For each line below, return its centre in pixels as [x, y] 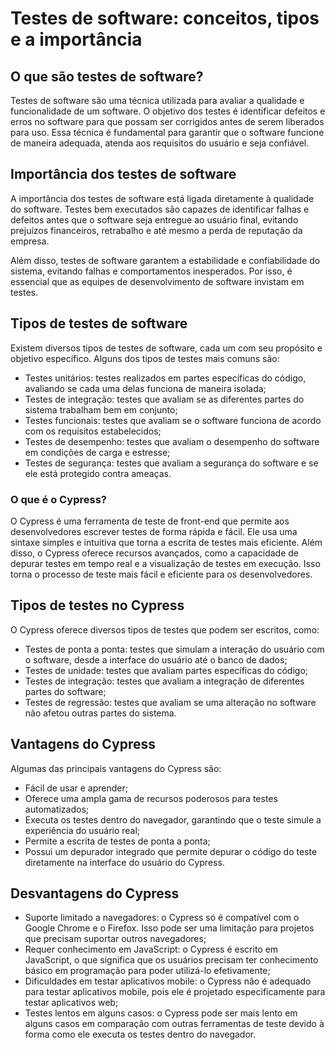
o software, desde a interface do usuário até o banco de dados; [156, 659]
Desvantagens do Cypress [95, 893]
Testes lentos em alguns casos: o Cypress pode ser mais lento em [161, 1013]
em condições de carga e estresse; [97, 452]
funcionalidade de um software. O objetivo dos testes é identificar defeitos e [168, 111]
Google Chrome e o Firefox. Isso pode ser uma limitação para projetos [169, 928]
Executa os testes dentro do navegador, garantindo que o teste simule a [173, 819]
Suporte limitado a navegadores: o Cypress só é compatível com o [162, 918]
